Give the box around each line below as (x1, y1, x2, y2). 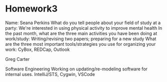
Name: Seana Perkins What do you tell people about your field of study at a (5, 20, 161, 26)
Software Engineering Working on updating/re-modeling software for (5, 66, 148, 72)
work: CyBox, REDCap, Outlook (5, 46, 70, 52)
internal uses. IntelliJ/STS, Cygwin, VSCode (5, 71, 95, 77)
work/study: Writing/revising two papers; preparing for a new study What (5, 36, 156, 42)
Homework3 (5, 3, 58, 15)
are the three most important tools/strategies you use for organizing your (5, 41, 156, 47)
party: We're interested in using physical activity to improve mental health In (5, 25, 162, 31)
